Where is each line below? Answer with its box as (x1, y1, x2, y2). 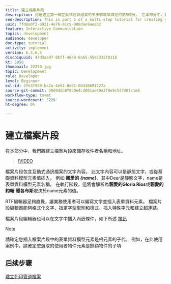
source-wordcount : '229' (5, 97, 58, 102)
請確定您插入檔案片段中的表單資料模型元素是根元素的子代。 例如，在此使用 (5, 236, 163, 242)
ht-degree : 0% (5, 102, 36, 107)
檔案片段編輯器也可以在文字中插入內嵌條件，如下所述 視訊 (5, 216, 127, 222)
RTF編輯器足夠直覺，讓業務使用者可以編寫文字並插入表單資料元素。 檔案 (5, 198, 158, 205)
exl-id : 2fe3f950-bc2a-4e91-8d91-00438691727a (5, 83, 106, 88)
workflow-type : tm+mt (5, 93, 51, 98)
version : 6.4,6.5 (5, 50, 42, 55)
